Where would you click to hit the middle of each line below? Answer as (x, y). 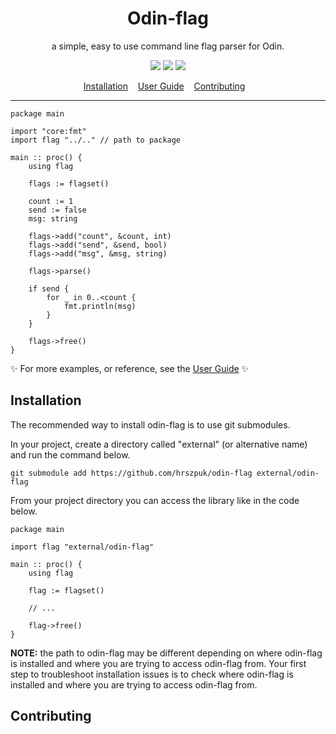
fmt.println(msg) (100, 306)
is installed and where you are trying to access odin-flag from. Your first (158, 663)
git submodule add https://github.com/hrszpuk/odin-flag (131, 473)
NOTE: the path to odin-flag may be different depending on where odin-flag (166, 653)
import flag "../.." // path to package (96, 140)
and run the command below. (70, 454)
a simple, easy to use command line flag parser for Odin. (168, 46)
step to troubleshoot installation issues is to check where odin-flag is (152, 674)
